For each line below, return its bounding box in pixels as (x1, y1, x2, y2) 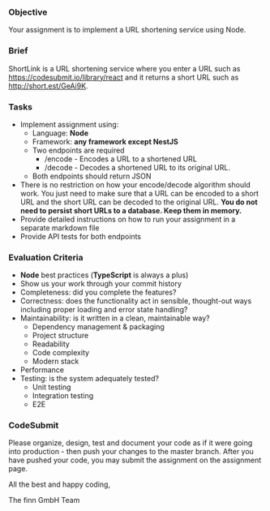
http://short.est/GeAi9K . (8, 80, 88, 91)
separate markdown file (19, 222, 100, 233)
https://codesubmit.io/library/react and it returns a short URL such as (8, 72, 239, 82)
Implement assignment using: (19, 119, 119, 129)
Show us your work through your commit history (19, 279, 182, 289)
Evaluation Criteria (8, 251, 84, 263)
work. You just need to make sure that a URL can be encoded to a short (19, 188, 259, 198)
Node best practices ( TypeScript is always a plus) (19, 270, 189, 280)
